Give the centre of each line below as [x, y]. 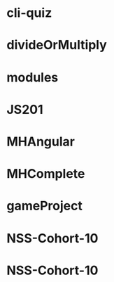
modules [33, 77]
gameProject [45, 206]
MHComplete [46, 174]
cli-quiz [29, 13]
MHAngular [41, 141]
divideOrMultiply [57, 45]
